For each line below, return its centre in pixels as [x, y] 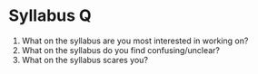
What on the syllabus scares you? [85, 60]
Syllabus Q [50, 16]
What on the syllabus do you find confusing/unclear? [120, 50]
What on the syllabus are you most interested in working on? [135, 41]
